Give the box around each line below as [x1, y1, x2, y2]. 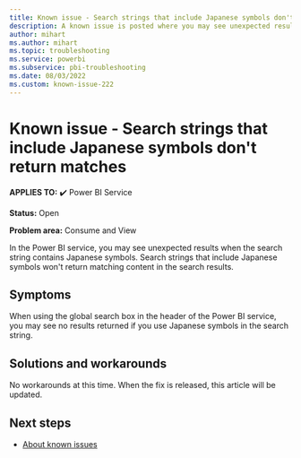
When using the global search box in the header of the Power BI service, [9, 311, 277, 322]
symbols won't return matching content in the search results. [9, 261, 235, 272]
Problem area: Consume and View [9, 225, 137, 236]
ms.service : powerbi [9, 55, 87, 64]
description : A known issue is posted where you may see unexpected [9, 22, 271, 30]
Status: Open [9, 207, 60, 218]
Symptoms [9, 287, 72, 302]
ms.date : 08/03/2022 [9, 72, 87, 81]
